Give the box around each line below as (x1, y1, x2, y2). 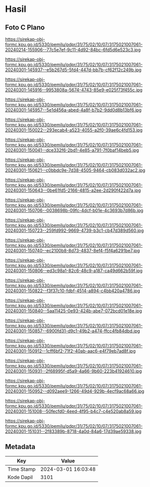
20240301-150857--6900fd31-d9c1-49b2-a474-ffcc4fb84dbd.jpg (5, 328, 140, 334)
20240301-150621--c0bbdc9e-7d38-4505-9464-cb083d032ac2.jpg (5, 167, 146, 173)
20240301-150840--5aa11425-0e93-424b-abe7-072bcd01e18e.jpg (5, 308, 142, 313)
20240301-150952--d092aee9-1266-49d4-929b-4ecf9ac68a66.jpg (5, 388, 145, 394)
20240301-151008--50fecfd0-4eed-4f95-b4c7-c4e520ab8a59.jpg (5, 408, 142, 414)
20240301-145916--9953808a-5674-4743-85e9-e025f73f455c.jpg (5, 87, 143, 92)
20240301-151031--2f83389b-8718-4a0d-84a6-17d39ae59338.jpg (5, 429, 142, 434)
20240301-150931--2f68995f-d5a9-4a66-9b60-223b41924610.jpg (5, 368, 142, 374)
